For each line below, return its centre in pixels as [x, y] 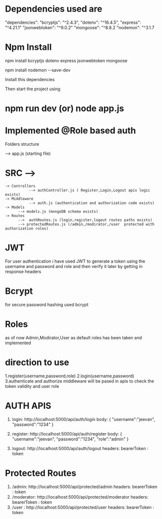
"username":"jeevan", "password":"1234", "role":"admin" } [70, 439]
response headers [23, 271]
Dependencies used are [54, 9]
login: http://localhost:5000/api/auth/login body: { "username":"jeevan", [83, 419]
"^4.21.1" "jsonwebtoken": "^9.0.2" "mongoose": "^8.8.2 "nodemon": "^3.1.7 [80, 27]
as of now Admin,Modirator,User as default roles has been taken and [74, 337]
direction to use [37, 362]
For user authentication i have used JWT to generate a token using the [75, 261]
